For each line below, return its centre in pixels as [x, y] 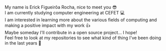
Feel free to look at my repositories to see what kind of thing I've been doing [83, 38]
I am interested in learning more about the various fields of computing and [81, 20]
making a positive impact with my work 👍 [48, 25]
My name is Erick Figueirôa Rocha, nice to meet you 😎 [61, 7]
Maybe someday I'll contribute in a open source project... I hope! [71, 32]
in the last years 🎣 [23, 43]
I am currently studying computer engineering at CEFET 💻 [65, 13]
